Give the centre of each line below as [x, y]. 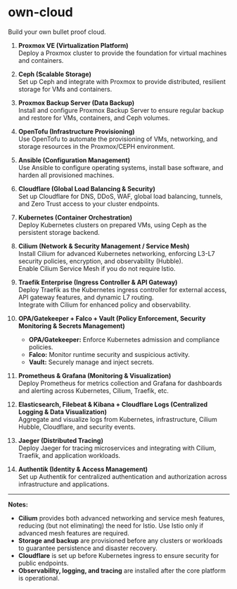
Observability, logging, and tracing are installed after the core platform [122, 570]
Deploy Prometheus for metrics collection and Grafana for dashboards [120, 383]
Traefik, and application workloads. [69, 455]
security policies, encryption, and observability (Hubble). [101, 261]
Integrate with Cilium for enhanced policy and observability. [104, 305]
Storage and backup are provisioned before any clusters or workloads [120, 540]
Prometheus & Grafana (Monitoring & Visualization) [95, 375]
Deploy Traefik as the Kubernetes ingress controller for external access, [122, 289]
